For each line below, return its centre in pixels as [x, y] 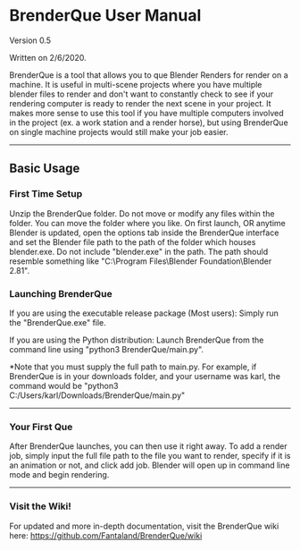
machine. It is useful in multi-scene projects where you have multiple [136, 84]
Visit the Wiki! [40, 506]
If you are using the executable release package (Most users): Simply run [144, 313]
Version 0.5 [30, 40]
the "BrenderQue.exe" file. [58, 322]
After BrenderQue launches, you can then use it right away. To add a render [148, 446]
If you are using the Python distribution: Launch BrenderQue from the [137, 340]
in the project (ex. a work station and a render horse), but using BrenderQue [149, 123]
